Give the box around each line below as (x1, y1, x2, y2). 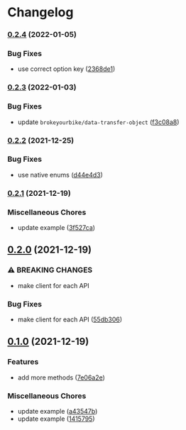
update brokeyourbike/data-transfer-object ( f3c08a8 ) (17, 118, 180, 126)
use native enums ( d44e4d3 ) (17, 170, 103, 179)
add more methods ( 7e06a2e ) (17, 373, 105, 382)
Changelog (7, 4, 74, 21)
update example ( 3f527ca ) (17, 224, 96, 232)
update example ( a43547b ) (17, 407, 98, 416)
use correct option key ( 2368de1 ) (17, 65, 116, 73)
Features (7, 357, 39, 367)
